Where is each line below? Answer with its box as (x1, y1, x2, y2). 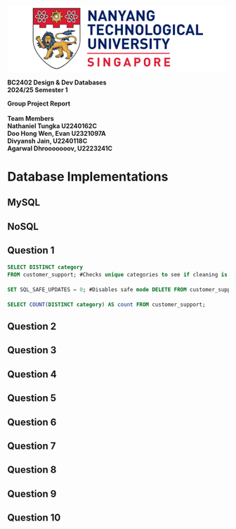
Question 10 (7, 512, 61, 524)
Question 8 (7, 464, 57, 476)
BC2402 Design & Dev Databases (7, 78, 107, 87)
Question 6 (7, 416, 57, 428)
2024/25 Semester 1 (7, 85, 68, 94)
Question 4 (7, 368, 58, 380)
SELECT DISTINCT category (7, 264, 83, 271)
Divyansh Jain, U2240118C (7, 136, 88, 145)
